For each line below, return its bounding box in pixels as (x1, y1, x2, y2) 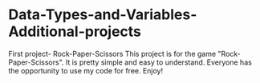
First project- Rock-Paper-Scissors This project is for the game (8, 49, 217, 58)
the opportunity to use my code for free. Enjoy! (8, 65, 164, 75)
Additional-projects (8, 22, 142, 41)
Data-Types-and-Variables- (8, 6, 197, 24)
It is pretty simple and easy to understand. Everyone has (65, 57, 253, 67)
